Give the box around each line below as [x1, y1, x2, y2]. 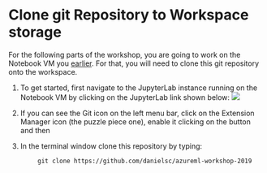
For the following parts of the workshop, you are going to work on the [8, 50, 241, 59]
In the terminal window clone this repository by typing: [19, 141, 203, 151]
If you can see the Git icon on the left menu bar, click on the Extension [19, 108, 255, 118]
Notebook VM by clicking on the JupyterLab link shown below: [19, 92, 230, 102]
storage [8, 23, 62, 41]
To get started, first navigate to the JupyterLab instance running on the [19, 83, 258, 93]
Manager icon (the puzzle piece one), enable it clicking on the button [19, 116, 252, 127]
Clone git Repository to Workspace [8, 6, 249, 24]
